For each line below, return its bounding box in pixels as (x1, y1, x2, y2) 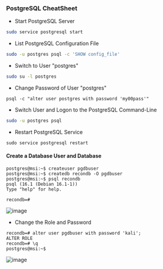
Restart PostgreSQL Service (14, 128, 83, 135)
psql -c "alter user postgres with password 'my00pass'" (6, 96, 149, 102)
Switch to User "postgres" (14, 62, 79, 69)
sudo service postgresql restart (6, 140, 89, 146)
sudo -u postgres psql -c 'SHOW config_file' (6, 52, 120, 58)
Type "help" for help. (6, 186, 62, 192)
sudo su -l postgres (6, 74, 57, 80)
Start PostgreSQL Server (14, 18, 75, 25)
